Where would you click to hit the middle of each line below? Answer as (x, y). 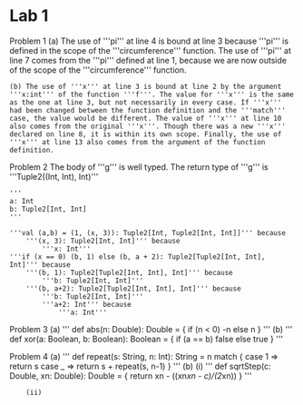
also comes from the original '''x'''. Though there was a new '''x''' (147, 126)
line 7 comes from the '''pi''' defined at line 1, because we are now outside (148, 60)
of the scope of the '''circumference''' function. (98, 70)
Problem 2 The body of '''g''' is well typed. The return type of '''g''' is (139, 167)
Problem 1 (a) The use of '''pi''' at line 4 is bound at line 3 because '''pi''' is (149, 41)
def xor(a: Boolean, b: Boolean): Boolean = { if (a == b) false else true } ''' (147, 339)
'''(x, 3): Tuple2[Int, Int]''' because (103, 241)
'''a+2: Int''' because (87, 304)
